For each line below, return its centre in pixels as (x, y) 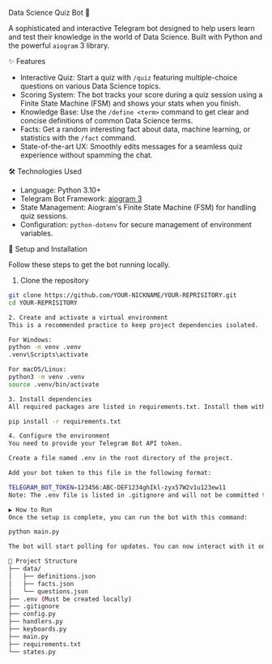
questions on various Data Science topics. (90, 86)
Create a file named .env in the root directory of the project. (121, 459)
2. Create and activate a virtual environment (88, 317)
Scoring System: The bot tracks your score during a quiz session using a (141, 95)
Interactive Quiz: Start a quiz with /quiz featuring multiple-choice (129, 78)
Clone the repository (54, 280)
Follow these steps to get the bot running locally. (89, 265)
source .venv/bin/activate (54, 384)
